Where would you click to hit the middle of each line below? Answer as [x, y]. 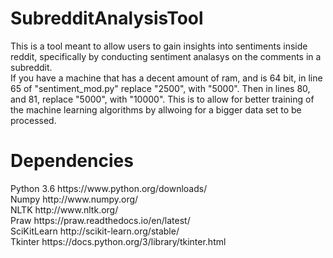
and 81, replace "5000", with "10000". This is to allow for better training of [162, 99]
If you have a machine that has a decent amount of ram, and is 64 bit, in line [166, 78]
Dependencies [72, 161]
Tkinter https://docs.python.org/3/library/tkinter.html [118, 241]
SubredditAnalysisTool [107, 18]
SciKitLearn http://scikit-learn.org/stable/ [95, 231]
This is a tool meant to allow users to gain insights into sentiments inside [159, 46]
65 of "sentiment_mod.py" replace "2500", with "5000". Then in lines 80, [160, 88]
